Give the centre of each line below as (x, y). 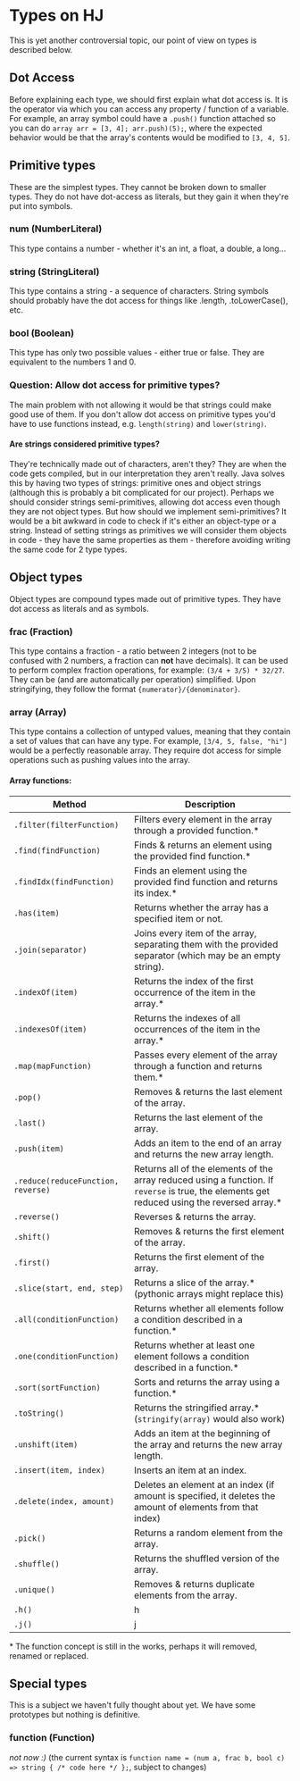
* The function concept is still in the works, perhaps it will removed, (133, 1646)
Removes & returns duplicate (194, 1584)
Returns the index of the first (194, 981)
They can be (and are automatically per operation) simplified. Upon (133, 680)
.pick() (30, 1538)
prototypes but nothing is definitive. (75, 1715)
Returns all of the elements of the (204, 1168)
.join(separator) (50, 949)
